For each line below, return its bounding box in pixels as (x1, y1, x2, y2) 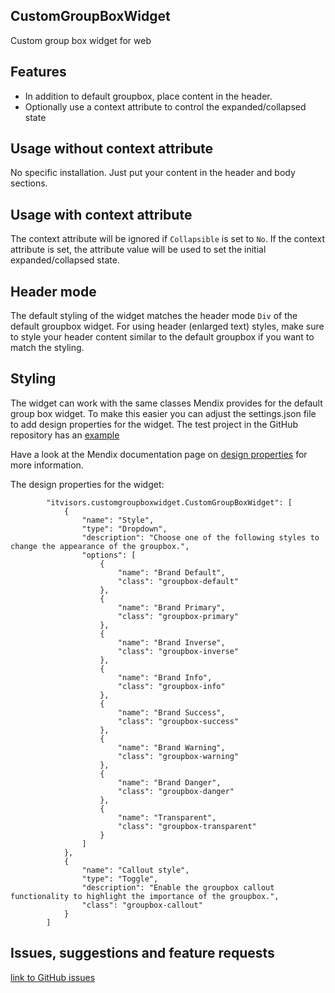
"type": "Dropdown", (81, 524, 168, 534)
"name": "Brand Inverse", (117, 637, 226, 648)
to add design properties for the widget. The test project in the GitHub (10, 418, 298, 430)
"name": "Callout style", (81, 865, 190, 875)
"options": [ (81, 550, 137, 560)
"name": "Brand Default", (117, 567, 226, 578)
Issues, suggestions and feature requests (10, 945, 275, 962)
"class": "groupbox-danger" (117, 786, 235, 796)
